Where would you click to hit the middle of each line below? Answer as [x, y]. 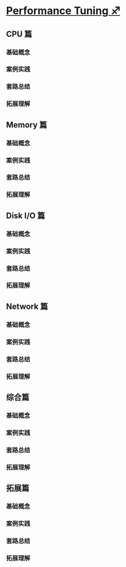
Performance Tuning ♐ [63, 11]
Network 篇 [27, 306]
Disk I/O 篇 [25, 216]
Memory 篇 [27, 125]
